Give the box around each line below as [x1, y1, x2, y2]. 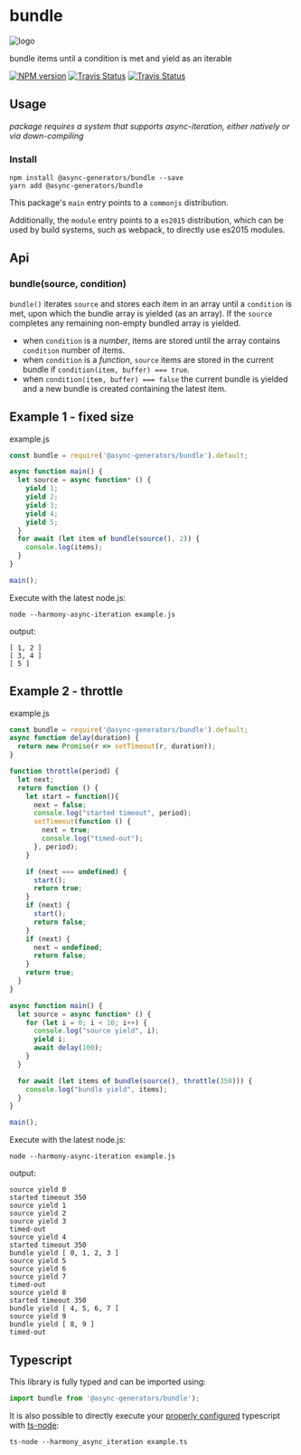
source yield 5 [9, 1257, 67, 1266]
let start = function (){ [25, 792, 119, 801]
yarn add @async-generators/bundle [9, 182, 144, 191]
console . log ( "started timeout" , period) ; [33, 809, 193, 818]
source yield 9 [9, 1312, 67, 1321]
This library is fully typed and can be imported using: [9, 1376, 206, 1387]
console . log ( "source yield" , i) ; [33, 1026, 160, 1036]
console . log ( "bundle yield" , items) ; [25, 1085, 168, 1094]
